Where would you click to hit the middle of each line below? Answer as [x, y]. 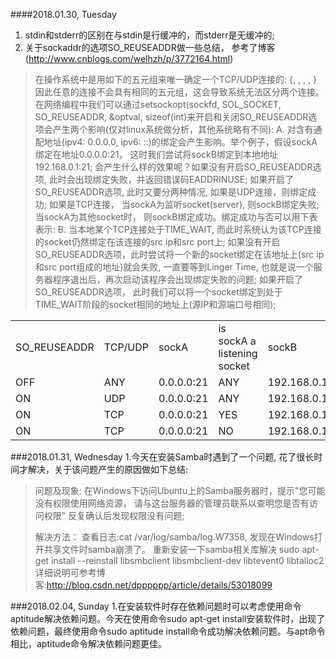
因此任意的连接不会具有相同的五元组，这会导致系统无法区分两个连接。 [179, 92]
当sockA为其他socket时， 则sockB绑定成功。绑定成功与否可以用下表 [176, 217]
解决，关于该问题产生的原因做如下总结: [108, 469]
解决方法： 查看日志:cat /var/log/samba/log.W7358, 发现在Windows [174, 537]
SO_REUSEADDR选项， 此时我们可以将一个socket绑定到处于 [158, 292]
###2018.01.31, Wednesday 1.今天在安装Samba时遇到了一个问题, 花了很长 [162, 457]
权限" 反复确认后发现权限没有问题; [114, 515]
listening [238, 353]
